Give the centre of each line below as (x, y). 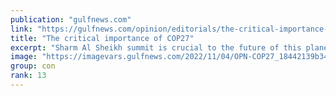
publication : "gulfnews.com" (71, 19)
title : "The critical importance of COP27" (102, 38)
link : (21, 29)
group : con (33, 66)
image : (24, 57)
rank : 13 (28, 76)
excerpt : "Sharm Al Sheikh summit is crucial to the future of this (156, 47)
